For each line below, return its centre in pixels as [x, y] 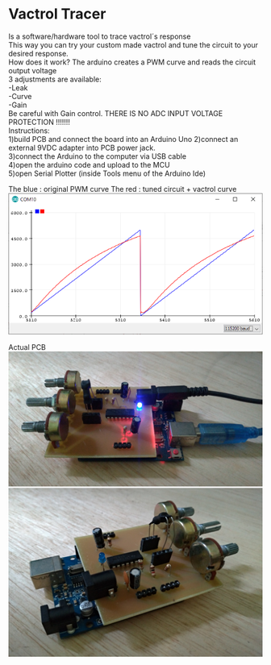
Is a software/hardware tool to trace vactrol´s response [100, 36]
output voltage [33, 70]
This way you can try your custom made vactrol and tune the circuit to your [133, 44]
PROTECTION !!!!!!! [40, 122]
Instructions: [29, 131]
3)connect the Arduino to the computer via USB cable [98, 156]
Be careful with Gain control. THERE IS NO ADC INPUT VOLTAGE [116, 113]
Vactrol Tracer [57, 14]
